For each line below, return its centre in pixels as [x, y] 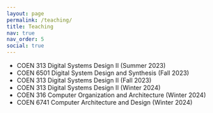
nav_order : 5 [25, 40]
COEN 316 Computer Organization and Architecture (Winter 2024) [111, 95]
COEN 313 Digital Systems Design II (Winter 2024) [88, 88]
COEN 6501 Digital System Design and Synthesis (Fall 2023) [103, 73]
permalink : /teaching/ [39, 20]
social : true [25, 46]
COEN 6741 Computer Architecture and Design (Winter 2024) [104, 102]
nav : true [21, 33]
